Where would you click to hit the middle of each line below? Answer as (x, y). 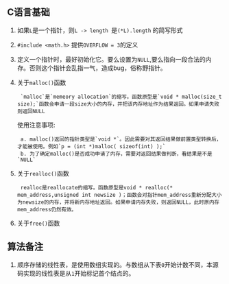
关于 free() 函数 (38, 223)
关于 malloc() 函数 (41, 82)
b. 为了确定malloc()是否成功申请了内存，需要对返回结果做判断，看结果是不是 (116, 154)
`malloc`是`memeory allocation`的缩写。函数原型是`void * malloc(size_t (121, 97)
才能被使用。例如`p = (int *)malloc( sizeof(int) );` (91, 146)
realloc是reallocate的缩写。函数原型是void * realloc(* (97, 187)
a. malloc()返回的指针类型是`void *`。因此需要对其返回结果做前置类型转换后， (121, 139)
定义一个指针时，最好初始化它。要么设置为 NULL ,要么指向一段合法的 (111, 59)
